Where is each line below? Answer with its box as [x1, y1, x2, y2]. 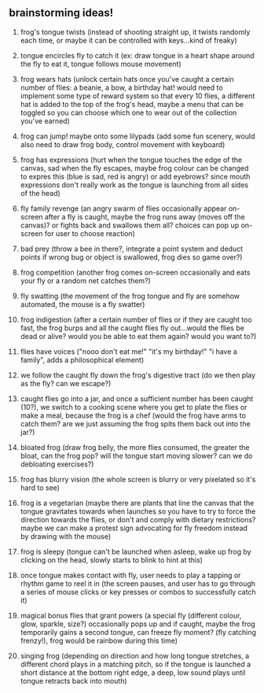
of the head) [20, 188, 61, 197]
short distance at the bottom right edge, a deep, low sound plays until [20, 668, 246, 677]
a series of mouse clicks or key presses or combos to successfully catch [20, 587, 256, 596]
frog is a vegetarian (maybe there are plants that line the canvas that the [20, 498, 255, 507]
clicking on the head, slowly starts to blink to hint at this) [20, 555, 203, 565]
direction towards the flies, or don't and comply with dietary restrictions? [20, 514, 256, 524]
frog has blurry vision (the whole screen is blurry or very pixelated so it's [20, 474, 256, 484]
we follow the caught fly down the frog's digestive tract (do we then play [20, 370, 256, 380]
